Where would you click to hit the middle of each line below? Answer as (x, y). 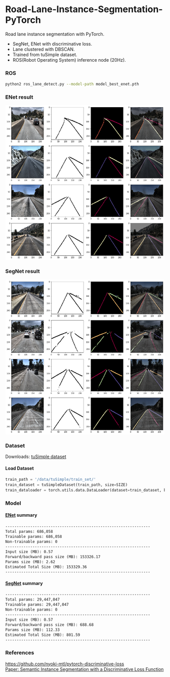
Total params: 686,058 (29, 532)
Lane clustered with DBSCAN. (44, 49)
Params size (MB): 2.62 (30, 562)
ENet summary (21, 515)
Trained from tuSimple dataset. (45, 55)
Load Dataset (19, 468)
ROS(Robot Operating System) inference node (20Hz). (69, 60)
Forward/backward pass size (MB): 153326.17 (53, 557)
